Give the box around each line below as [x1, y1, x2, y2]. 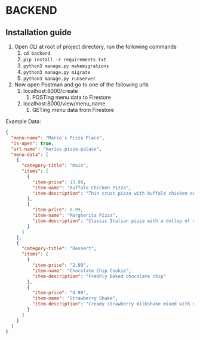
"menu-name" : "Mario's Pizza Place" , [11, 135, 105, 141]
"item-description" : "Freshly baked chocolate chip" [32, 273, 167, 279]
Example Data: [5, 118, 41, 125]
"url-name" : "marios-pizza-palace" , [11, 146, 102, 152]
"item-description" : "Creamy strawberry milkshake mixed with [32, 301, 190, 307]
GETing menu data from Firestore [32, 107, 115, 113]
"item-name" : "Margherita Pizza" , [32, 213, 118, 219]
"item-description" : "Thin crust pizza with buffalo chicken [32, 190, 187, 196]
